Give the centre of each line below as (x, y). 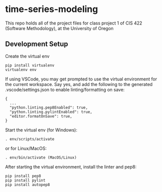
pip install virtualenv (30, 65)
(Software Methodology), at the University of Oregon (59, 28)
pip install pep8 (23, 176)
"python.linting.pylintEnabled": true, (51, 112)
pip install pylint (25, 180)
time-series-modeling (52, 9)
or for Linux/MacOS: (26, 148)
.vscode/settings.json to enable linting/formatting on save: (65, 89)
